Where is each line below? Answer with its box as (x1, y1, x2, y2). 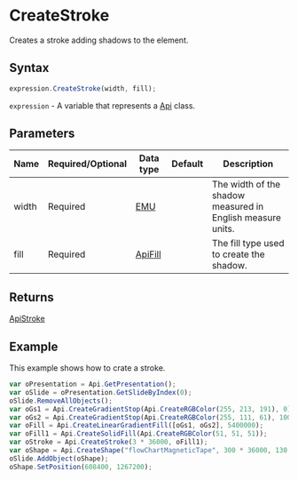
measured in (211, 201, 264, 213)
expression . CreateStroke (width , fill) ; (9, 84, 157, 93)
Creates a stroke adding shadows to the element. (9, 35, 189, 45)
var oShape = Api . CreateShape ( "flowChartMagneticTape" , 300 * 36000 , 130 (9, 446, 288, 455)
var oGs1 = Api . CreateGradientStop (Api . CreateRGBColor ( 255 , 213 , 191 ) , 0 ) (9, 404, 292, 413)
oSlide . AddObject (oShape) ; (9, 454, 109, 463)
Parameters (9, 126, 75, 141)
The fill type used (211, 237, 285, 250)
